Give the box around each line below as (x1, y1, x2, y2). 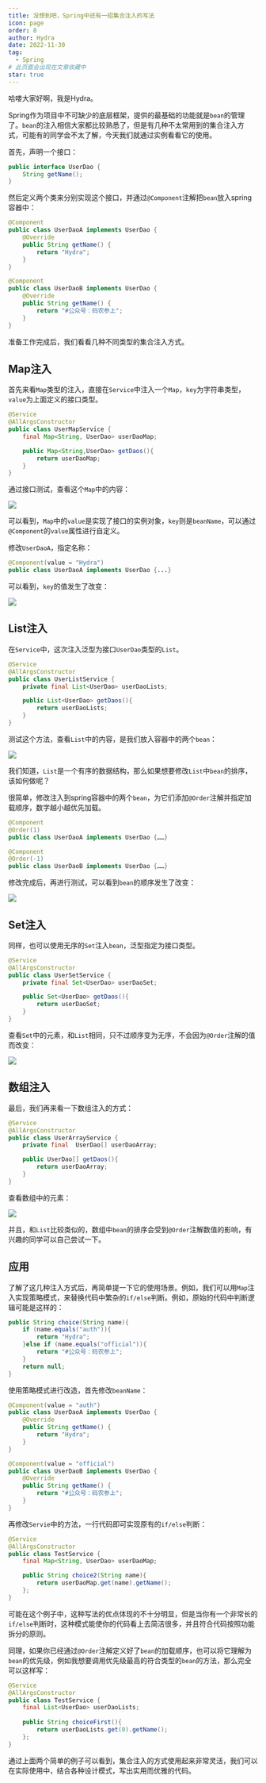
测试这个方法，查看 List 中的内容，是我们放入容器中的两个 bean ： (8, 734, 218, 744)
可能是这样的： (14, 1302, 64, 1312)
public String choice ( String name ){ (8, 1318, 129, 1326)
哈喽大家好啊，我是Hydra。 (8, 93, 97, 103)
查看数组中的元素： (8, 1193, 71, 1202)
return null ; (22, 1362, 66, 1370)
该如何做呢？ (8, 775, 50, 786)
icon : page (8, 19, 44, 27)
